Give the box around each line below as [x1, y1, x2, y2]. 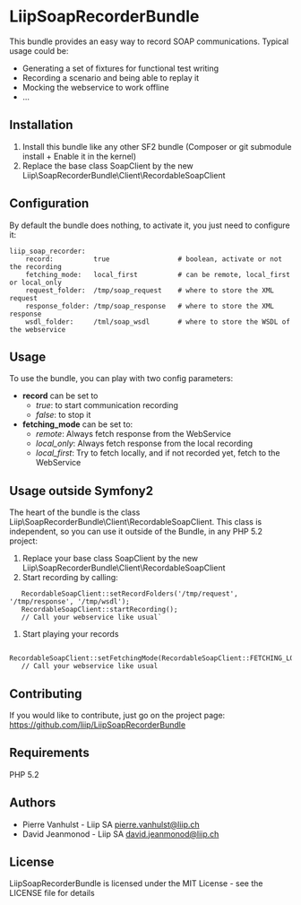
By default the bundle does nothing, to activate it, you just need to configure [9, 220, 290, 231]
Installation [9, 117, 73, 133]
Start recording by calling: [21, 572, 118, 583]
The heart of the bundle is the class [9, 507, 141, 518]
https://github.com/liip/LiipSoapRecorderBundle [9, 719, 186, 730]
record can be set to [21, 390, 99, 401]
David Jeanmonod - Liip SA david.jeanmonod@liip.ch [21, 828, 219, 840]
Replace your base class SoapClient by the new [21, 553, 199, 564]
